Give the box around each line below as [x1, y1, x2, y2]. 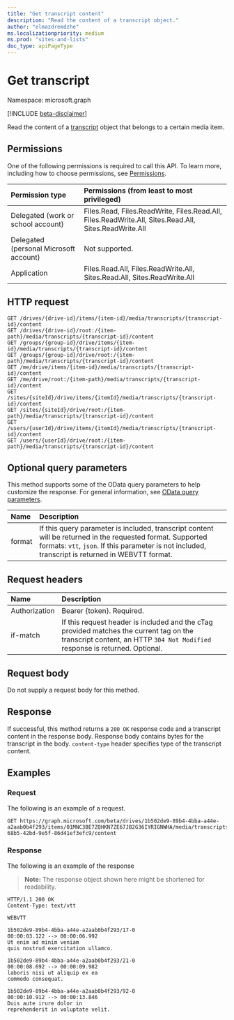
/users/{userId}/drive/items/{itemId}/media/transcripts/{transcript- [7, 424, 217, 431]
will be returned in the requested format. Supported [39, 532, 208, 542]
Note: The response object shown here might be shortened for [24, 875, 205, 883]
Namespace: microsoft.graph [7, 96, 91, 104]
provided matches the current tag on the [61, 626, 194, 636]
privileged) [83, 194, 121, 204]
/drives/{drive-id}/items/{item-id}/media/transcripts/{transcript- [19, 315, 223, 322]
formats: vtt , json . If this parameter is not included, [39, 541, 207, 551]
